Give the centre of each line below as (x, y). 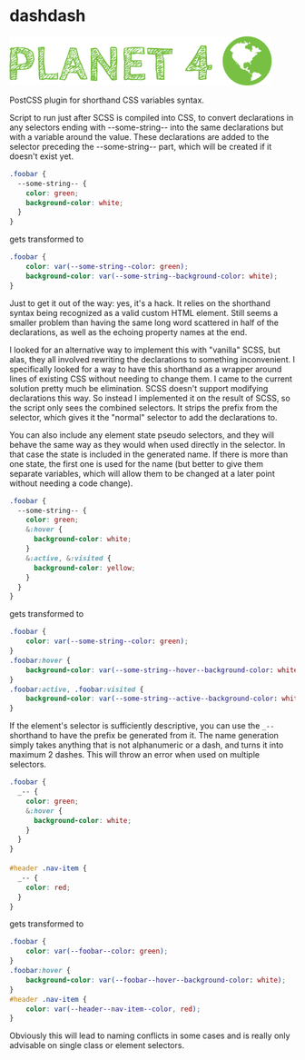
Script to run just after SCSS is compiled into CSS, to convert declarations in (152, 117)
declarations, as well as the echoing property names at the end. (128, 332)
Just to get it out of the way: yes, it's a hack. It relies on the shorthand (140, 303)
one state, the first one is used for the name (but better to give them (136, 463)
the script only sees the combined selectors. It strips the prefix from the (144, 407)
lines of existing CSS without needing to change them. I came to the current (151, 379)
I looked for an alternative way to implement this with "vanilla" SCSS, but (145, 350)
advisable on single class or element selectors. (97, 1045)
